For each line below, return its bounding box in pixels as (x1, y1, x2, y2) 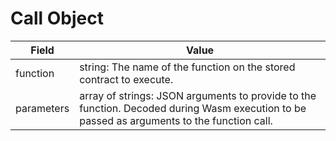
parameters (15, 101, 70, 115)
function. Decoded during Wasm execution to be (79, 101, 307, 115)
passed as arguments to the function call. (79, 113, 273, 127)
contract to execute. (79, 72, 174, 86)
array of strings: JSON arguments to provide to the (79, 88, 317, 102)
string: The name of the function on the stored (79, 60, 296, 74)
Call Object (10, 7, 104, 30)
